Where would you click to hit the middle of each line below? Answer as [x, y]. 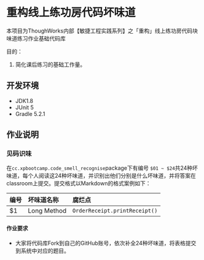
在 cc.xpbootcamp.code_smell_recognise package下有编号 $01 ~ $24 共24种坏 [102, 168]
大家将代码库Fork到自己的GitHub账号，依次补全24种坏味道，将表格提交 [106, 243]
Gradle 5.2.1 [30, 113]
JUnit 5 [24, 107]
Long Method [47, 211]
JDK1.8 [24, 101]
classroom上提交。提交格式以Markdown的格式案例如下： [79, 183]
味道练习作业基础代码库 [36, 38]
